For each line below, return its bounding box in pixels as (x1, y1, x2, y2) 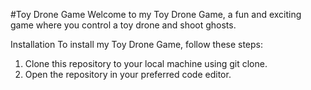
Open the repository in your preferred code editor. (24, 69, 232, 80)
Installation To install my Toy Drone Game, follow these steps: (10, 39, 264, 50)
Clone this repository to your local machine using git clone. (24, 58, 268, 69)
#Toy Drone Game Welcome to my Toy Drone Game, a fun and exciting (10, 9, 302, 20)
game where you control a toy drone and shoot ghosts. (10, 19, 237, 31)
